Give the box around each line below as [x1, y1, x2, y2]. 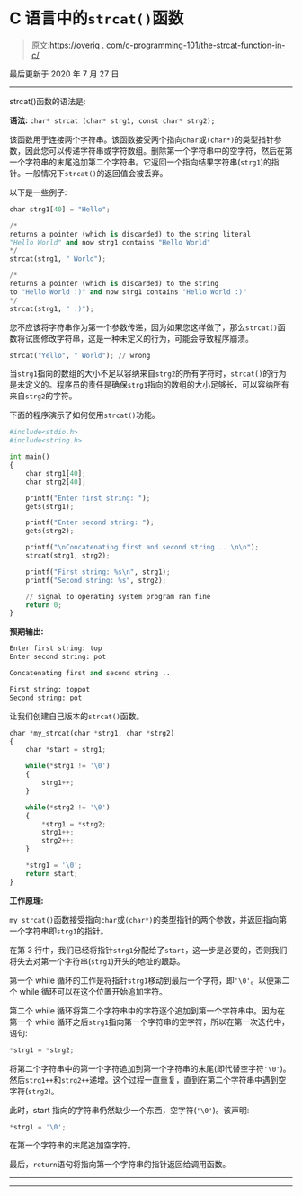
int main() [9, 452, 50, 461]
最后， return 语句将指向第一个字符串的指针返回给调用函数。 [9, 1159, 231, 1170]
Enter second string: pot [9, 653, 106, 662]
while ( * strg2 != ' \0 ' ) [25, 802, 111, 812]
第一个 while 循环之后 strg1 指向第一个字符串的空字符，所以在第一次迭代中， [9, 1016, 290, 1027]
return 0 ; [25, 600, 63, 610]
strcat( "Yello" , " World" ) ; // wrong [9, 351, 151, 360]
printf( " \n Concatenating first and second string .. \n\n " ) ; [25, 543, 259, 552]
